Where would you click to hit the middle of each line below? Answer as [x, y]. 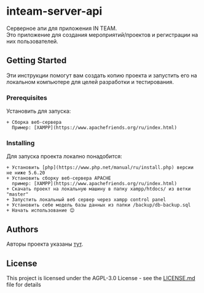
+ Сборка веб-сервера [34, 123]
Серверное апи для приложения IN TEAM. [62, 28]
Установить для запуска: [39, 111]
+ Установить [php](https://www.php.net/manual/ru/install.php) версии [100, 168]
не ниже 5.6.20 [26, 173]
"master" [18, 194]
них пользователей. [32, 41]
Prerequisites [27, 97]
